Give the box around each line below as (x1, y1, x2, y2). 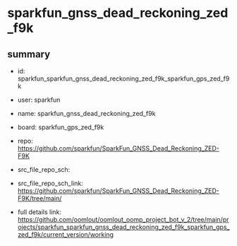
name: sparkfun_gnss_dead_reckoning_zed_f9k (17, 110, 156, 117)
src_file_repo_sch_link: (17, 179, 83, 187)
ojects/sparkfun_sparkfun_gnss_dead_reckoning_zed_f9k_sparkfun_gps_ (17, 223, 230, 231)
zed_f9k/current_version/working (17, 230, 114, 238)
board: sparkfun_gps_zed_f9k (17, 123, 104, 131)
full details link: (17, 208, 62, 216)
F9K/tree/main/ (17, 194, 62, 202)
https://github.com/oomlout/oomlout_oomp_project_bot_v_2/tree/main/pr (17, 216, 229, 223)
